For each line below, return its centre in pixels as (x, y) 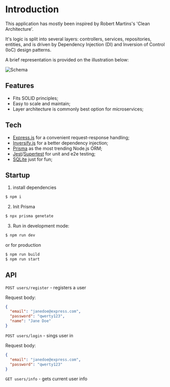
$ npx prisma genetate (29, 216)
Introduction (32, 9)
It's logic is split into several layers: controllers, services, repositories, (78, 39)
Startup (18, 175)
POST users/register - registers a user (46, 287)
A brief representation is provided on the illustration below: (67, 59)
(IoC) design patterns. (28, 50)
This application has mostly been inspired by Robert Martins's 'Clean (78, 24)
